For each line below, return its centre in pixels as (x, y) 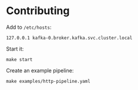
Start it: (15, 49)
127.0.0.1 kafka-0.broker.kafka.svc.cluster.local (69, 38)
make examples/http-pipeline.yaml (48, 81)
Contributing (38, 11)
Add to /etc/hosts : (29, 27)
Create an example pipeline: (40, 70)
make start (19, 59)
